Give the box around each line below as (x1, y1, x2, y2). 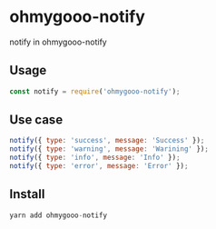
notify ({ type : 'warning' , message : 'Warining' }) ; (9, 144, 209, 154)
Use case (9, 112, 64, 128)
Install (9, 186, 45, 202)
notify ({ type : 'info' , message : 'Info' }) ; (9, 153, 181, 163)
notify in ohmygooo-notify (9, 36, 107, 47)
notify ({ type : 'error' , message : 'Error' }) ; (9, 162, 189, 171)
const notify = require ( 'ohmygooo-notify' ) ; (9, 86, 181, 96)
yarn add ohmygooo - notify (9, 211, 107, 220)
